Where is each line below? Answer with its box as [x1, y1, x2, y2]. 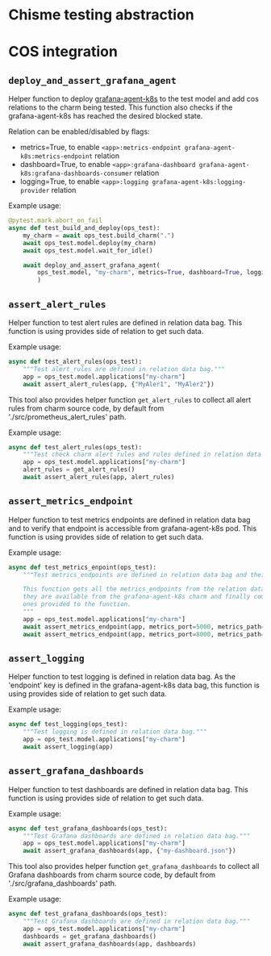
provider [19, 187, 50, 195]
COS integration [8, 43, 119, 61]
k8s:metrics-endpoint [19, 152, 93, 161]
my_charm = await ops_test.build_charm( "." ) [23, 232, 175, 240]
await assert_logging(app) [23, 743, 114, 751]
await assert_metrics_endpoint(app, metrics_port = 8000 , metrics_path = [23, 630, 265, 638]
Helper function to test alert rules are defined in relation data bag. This [8, 318, 243, 328]
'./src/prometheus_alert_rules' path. [8, 411, 127, 421]
